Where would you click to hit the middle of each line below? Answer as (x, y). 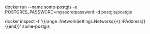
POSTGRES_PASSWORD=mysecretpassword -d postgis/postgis (68, 12)
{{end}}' (13, 26)
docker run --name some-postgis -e (41, 7)
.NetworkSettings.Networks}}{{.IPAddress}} (102, 21)
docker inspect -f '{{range (31, 21)
